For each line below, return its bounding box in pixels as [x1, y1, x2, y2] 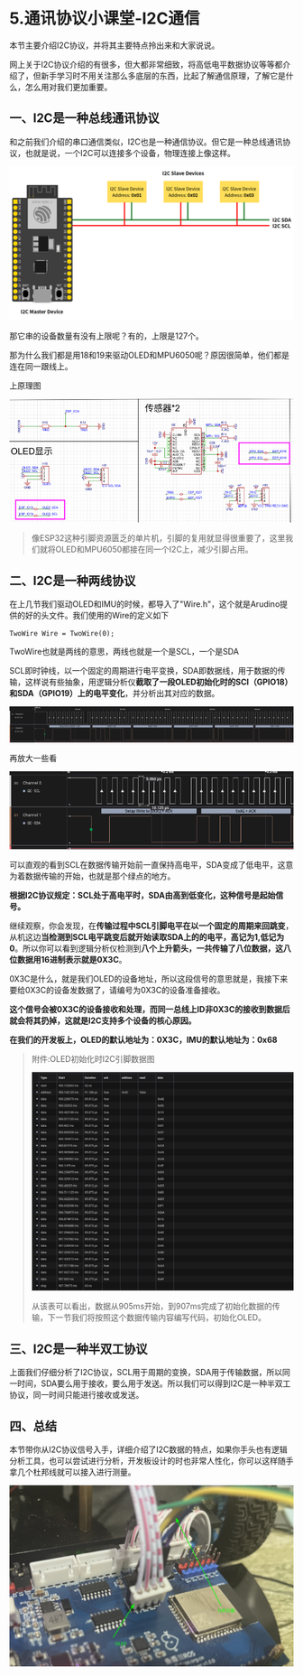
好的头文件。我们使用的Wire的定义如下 [24, 610, 170, 621]
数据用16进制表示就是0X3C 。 [16, 954, 127, 964]
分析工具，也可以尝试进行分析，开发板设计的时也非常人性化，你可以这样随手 [9, 1456, 294, 1466]
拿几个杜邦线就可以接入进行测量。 [9, 1466, 136, 1477]
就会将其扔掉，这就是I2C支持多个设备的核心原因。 [9, 1015, 197, 1026]
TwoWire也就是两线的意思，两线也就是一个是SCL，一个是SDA [9, 647, 239, 657]
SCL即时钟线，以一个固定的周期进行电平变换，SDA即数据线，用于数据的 [9, 666, 278, 676]
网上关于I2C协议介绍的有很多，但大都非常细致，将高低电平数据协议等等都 [9, 59, 283, 70]
